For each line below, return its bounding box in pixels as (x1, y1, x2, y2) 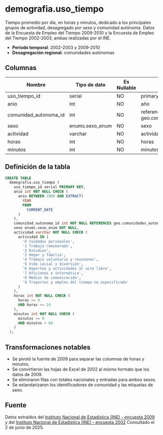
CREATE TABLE (5, 175, 32, 181)
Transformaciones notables (5, 343, 91, 351)
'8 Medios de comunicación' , (22, 275, 81, 280)
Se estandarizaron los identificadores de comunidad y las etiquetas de (12, 382, 153, 388)
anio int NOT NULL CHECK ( (14, 189, 68, 194)
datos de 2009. (12, 372, 43, 377)
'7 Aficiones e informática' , (22, 270, 83, 276)
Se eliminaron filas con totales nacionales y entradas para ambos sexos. (12, 377, 157, 382)
